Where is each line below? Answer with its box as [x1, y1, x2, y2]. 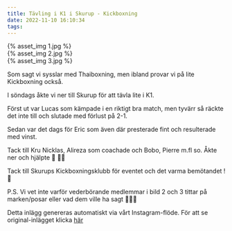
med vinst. [7, 132, 37, 141]
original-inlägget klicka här [7, 216, 84, 224]
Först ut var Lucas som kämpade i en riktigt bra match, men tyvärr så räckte [7, 105, 224, 113]
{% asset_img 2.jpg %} [7, 49, 73, 58]
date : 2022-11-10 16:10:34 [7, 17, 85, 24]
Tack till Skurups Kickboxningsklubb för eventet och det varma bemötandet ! [7, 167, 226, 176]
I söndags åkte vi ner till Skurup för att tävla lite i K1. [7, 91, 154, 99]
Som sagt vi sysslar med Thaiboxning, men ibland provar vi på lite [7, 70, 195, 78]
